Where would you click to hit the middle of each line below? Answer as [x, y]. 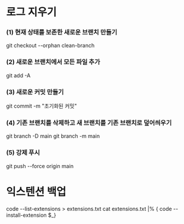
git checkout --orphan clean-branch [50, 46]
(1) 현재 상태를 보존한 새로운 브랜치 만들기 [62, 32]
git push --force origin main [40, 166]
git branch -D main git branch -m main [53, 136]
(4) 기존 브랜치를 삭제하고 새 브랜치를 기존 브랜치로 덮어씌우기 [89, 123]
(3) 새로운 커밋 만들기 [35, 92]
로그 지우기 [31, 12]
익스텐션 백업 [36, 192]
